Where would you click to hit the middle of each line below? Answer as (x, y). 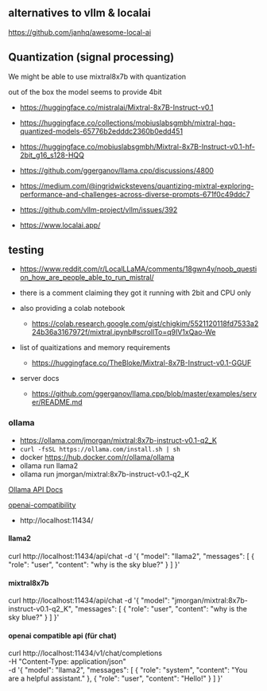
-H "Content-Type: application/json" (67, 662)
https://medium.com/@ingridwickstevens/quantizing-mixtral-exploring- (137, 185)
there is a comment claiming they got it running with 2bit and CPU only (135, 293)
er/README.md (57, 402)
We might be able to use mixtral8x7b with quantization (97, 76)
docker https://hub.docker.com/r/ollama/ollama (97, 457)
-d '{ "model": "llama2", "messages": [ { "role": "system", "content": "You (128, 670)
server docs (39, 378)
